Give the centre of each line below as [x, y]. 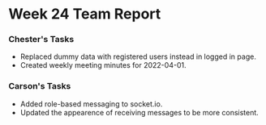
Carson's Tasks [40, 86]
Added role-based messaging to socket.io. [91, 104]
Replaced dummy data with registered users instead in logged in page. [138, 56]
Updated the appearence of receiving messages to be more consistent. [139, 112]
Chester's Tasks [41, 40]
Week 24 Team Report [85, 14]
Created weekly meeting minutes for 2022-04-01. [103, 65]
